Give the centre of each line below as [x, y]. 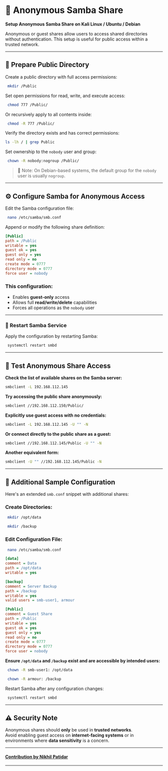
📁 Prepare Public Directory [47, 65]
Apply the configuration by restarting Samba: [52, 336]
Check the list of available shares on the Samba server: [64, 378]
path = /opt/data [23, 568]
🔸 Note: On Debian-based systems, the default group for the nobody [87, 171]
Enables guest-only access [41, 297]
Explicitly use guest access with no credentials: [56, 415]
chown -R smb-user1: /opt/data [40, 670]
